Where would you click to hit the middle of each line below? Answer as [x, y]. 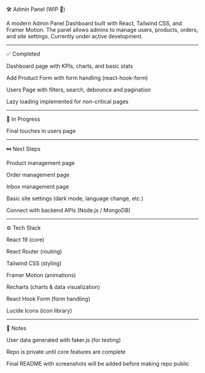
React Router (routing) [34, 252]
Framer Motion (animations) [41, 275]
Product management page [41, 163]
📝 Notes [16, 328]
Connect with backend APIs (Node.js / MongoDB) [69, 210]
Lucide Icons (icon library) [39, 310]
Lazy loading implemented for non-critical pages [67, 101]
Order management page [38, 175]
